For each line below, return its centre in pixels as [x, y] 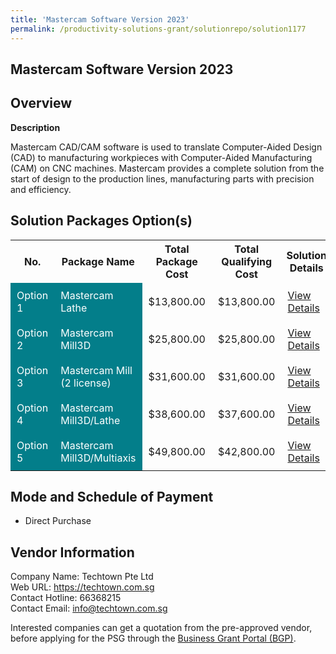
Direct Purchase [58, 521]
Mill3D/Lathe [90, 420]
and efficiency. [41, 189]
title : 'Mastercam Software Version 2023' [100, 19]
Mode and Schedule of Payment [112, 496]
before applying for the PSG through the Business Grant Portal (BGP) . [153, 638]
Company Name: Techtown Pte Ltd [82, 577]
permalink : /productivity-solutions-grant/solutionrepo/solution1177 [158, 29]
